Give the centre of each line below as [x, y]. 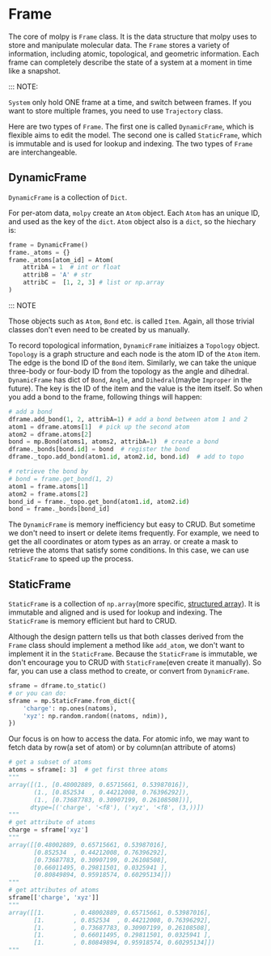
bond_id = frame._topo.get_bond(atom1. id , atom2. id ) [99, 501]
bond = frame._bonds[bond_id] [59, 509]
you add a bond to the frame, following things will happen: [105, 396]
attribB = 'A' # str [57, 275]
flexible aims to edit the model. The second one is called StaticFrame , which [135, 135]
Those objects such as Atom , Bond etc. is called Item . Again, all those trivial [131, 321]
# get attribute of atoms [52, 823]
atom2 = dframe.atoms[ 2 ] [50, 434]
